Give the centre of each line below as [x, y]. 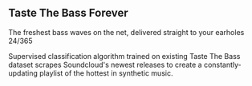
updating [23, 73]
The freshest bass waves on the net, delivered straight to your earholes [126, 32]
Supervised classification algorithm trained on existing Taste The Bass [124, 56]
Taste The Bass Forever [68, 13]
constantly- [223, 64]
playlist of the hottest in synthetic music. [106, 73]
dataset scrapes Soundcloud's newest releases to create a [105, 64]
